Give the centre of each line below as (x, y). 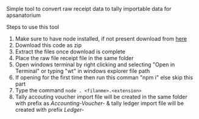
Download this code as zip (48, 45)
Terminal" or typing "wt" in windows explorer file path (82, 71)
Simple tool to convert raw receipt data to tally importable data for (89, 9)
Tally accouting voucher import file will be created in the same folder (101, 97)
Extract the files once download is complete (70, 52)
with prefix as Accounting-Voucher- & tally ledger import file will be (100, 103)
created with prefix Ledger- (50, 110)
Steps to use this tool (33, 27)
